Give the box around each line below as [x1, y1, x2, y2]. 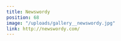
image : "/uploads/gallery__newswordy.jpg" [6, 20, 116, 26]
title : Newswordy [6, 8, 50, 15]
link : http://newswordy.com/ [6, 25, 80, 32]
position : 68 [6, 14, 40, 20]
